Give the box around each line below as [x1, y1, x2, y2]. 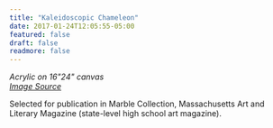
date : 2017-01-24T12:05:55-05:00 [9, 22, 135, 31]
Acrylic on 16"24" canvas [9, 71, 105, 82]
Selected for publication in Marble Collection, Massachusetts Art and [9, 98, 265, 109]
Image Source [9, 81, 61, 92]
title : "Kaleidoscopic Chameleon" [9, 13, 140, 23]
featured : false [9, 30, 70, 39]
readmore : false [9, 47, 70, 56]
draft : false [9, 38, 59, 48]
